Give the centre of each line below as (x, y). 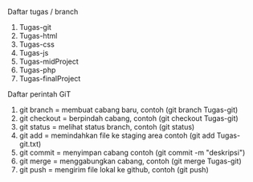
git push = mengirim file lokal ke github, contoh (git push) (114, 170)
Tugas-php (37, 70)
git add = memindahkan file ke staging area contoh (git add (117, 135)
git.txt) (30, 144)
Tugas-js (34, 53)
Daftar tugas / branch (43, 12)
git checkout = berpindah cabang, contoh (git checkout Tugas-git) (129, 118)
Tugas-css (37, 44)
